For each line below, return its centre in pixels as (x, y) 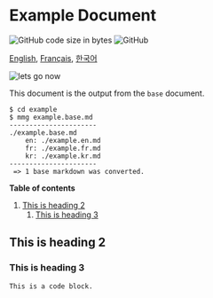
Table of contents (42, 188)
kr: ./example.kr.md (63, 156)
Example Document (83, 16)
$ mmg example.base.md (51, 117)
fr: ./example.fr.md (63, 148)
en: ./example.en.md (63, 140)
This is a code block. (51, 286)
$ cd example (33, 109)
